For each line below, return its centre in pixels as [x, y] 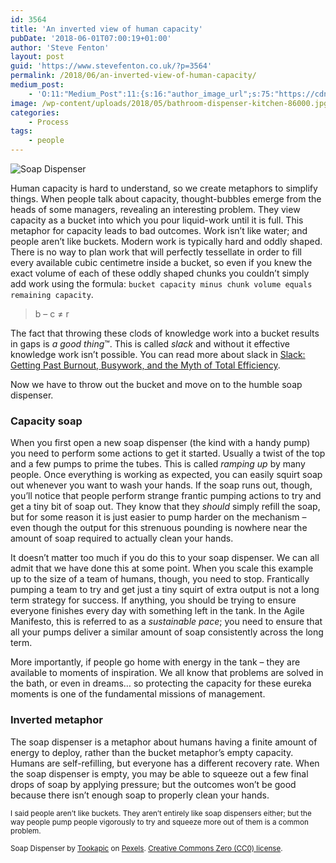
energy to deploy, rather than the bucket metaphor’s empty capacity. [152, 752]
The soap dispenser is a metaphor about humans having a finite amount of [164, 742]
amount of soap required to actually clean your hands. [122, 538]
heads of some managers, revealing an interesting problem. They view [155, 209]
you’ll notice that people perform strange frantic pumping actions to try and [166, 496]
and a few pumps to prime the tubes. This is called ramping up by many [158, 464]
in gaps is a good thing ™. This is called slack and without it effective [150, 344]
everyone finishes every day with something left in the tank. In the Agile [157, 611]
